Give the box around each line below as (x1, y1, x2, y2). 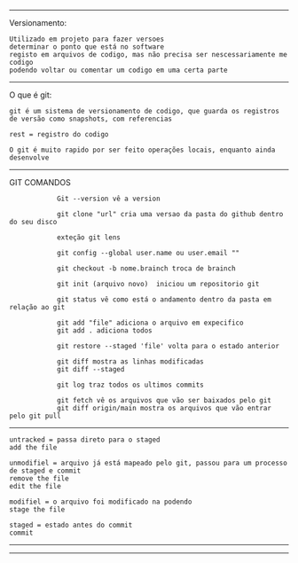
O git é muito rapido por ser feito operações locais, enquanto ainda (9, 145, 276, 154)
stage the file (9, 505, 66, 514)
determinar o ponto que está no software (9, 43, 165, 51)
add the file (9, 443, 58, 452)
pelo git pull (9, 411, 62, 420)
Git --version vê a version (56, 194, 161, 203)
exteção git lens (56, 233, 122, 242)
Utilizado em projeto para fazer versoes (9, 35, 165, 43)
